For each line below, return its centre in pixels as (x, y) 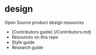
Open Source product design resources (44, 22)
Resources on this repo (35, 37)
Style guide (23, 42)
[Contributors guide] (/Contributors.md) (51, 32)
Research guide (27, 47)
